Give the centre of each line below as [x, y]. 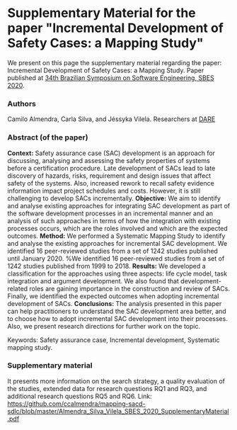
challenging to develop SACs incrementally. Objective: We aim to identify [114, 198]
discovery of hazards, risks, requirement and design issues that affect [109, 176]
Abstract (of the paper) [48, 137]
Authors [22, 103]
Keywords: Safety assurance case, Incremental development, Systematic [114, 340]
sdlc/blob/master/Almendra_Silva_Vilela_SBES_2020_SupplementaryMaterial [118, 411]
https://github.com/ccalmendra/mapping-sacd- [76, 403]
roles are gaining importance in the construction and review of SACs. [129, 288]
